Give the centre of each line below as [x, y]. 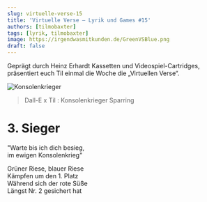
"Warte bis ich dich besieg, [46, 148]
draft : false [26, 46]
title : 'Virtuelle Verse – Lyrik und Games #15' [79, 20]
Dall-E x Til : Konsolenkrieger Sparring [79, 100]
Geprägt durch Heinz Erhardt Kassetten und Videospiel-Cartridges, [103, 66]
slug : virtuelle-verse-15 [45, 14]
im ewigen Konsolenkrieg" [45, 155]
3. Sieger [34, 129]
